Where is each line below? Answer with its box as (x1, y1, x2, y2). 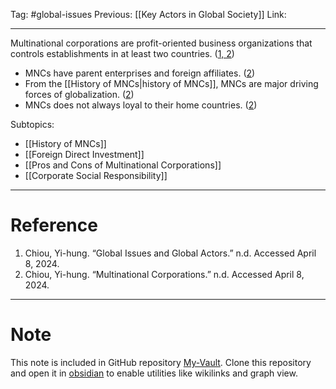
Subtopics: (10, 119, 55, 130)
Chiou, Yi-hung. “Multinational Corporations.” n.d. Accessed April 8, (24, 268, 305, 280)
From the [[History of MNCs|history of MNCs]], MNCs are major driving (24, 78, 319, 89)
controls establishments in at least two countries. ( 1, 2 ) (10, 48, 235, 59)
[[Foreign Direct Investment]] (24, 149, 145, 160)
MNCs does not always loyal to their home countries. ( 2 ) (24, 99, 258, 111)
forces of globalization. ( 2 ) (24, 89, 135, 100)
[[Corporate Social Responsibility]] (24, 170, 168, 181)
